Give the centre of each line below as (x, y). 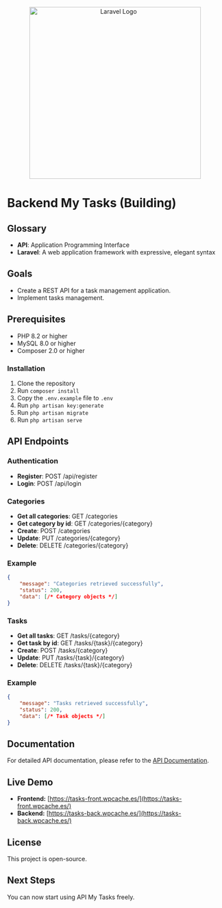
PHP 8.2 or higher (42, 336)
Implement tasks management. (61, 298)
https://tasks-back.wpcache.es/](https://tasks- (115, 813)
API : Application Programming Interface (73, 245)
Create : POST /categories (53, 530)
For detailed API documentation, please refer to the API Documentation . (108, 761)
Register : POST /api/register (57, 476)
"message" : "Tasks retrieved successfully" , (84, 704)
